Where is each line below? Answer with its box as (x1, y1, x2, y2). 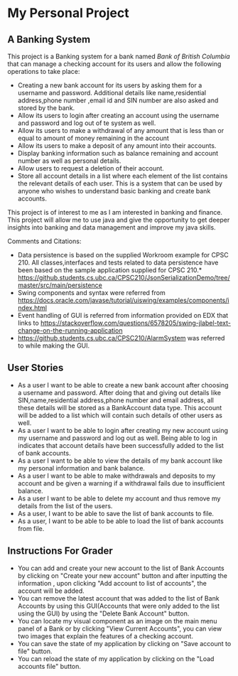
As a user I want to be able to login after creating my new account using (17, 426, 229, 434)
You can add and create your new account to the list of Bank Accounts (17, 564, 225, 572)
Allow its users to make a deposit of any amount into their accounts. (17, 141, 217, 150)
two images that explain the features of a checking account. (17, 631, 194, 640)
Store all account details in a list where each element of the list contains (17, 172, 228, 180)
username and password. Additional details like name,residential (17, 89, 207, 97)
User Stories (7, 362, 64, 374)
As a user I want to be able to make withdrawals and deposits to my (17, 471, 216, 480)
